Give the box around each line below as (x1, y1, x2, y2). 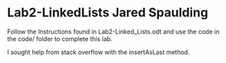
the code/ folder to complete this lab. (7, 34, 113, 42)
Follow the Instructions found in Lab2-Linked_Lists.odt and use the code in (7, 27, 220, 36)
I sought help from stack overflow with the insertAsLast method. (7, 48, 190, 56)
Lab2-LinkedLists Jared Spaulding (7, 5, 209, 21)
